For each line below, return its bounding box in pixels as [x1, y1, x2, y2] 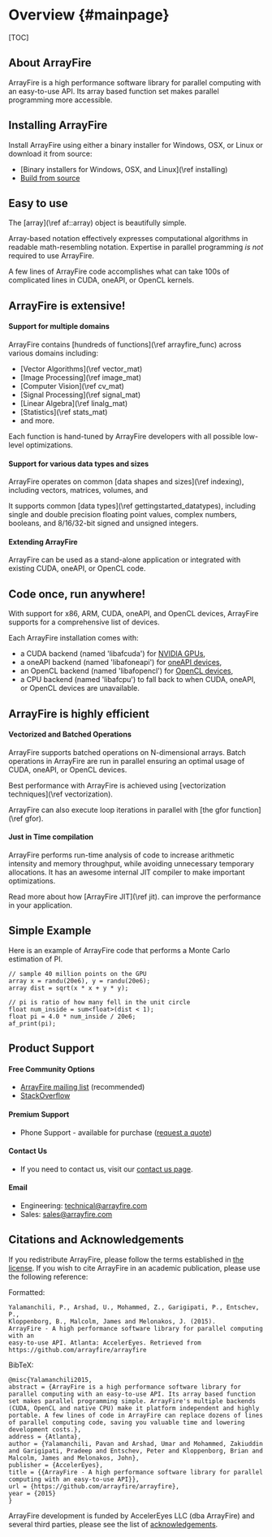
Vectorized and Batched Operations [8, 729, 132, 740]
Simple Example [8, 924, 92, 938]
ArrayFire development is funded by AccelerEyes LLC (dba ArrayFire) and [8, 1510, 255, 1520]
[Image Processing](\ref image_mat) [19, 372, 142, 382]
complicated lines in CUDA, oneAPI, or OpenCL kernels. [8, 275, 195, 285]
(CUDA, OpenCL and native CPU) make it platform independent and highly [8, 1404, 260, 1412]
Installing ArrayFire [8, 119, 108, 132]
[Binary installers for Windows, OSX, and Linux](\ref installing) [19, 164, 228, 174]
